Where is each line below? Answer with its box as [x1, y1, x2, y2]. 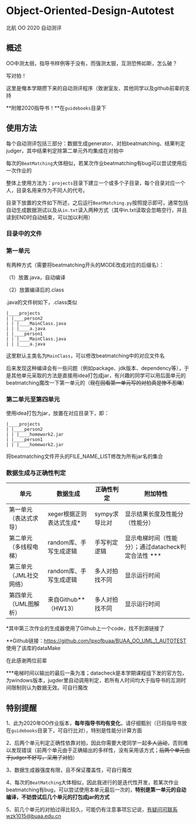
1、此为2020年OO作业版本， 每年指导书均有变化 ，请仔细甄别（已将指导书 [6, 720, 182, 727]
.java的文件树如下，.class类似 [6, 299, 78, 306]
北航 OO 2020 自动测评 [6, 24, 62, 31]
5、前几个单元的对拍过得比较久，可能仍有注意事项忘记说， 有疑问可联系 [6, 806, 178, 813]
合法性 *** [131, 552, 162, 560]
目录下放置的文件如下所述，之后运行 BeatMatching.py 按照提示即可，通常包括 [6, 199, 188, 206]
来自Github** [47, 595, 86, 604]
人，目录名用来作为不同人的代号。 [6, 186, 88, 194]
